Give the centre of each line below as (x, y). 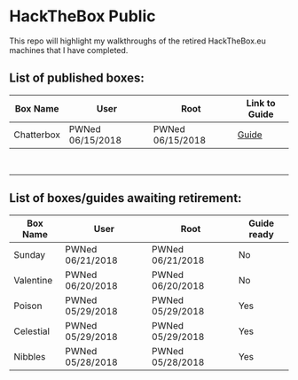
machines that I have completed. (69, 50)
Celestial (32, 331)
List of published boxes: (77, 78)
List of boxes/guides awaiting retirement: (125, 198)
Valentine (33, 280)
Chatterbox (37, 135)
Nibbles (30, 356)
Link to (261, 103)
